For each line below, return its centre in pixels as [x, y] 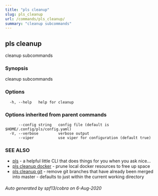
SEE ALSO [18, 150]
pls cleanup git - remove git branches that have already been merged [83, 172]
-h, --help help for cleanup [42, 102]
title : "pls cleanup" [27, 10]
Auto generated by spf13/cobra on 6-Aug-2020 [54, 188]
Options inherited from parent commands [56, 114]
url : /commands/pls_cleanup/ [35, 19]
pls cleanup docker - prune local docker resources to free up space [81, 166]
